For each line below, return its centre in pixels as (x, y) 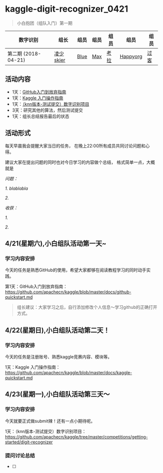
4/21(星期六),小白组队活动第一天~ (56, 243)
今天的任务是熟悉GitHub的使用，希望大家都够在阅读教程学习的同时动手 (76, 270)
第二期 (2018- (24, 54)
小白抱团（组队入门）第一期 (45, 23)
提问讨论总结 (20, 455)
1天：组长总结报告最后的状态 (41, 116)
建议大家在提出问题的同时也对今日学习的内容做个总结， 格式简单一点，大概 (80, 162)
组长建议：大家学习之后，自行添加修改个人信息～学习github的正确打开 (87, 307)
